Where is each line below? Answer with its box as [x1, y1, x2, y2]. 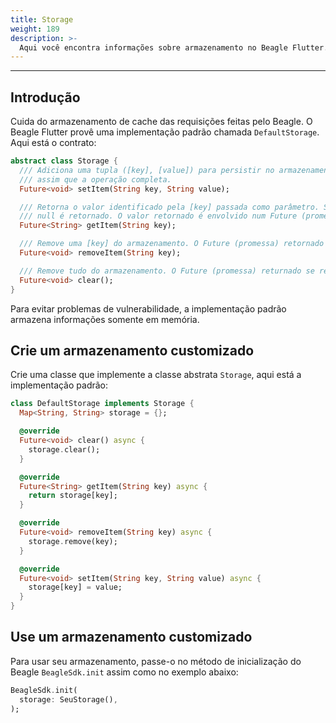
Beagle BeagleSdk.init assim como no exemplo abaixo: [10, 666, 239, 678]
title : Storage [10, 14, 74, 25]
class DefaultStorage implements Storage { [10, 399, 195, 409]
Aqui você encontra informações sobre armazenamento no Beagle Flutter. [19, 42, 329, 53]
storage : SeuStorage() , [19, 694, 118, 705]
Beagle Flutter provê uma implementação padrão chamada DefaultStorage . [10, 126, 320, 138]
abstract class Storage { [10, 156, 118, 166]
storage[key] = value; [28, 582, 123, 593]
